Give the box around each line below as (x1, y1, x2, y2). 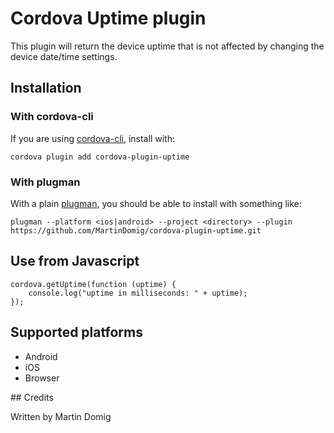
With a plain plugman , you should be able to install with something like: (10, 197, 302, 209)
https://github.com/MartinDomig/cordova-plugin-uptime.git (10, 225, 262, 236)
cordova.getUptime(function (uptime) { (10, 279, 177, 289)
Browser (24, 372, 60, 384)
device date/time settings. (10, 50, 118, 62)
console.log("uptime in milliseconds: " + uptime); (28, 288, 248, 298)
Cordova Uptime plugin (10, 7, 207, 30)
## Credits (10, 391, 54, 403)
